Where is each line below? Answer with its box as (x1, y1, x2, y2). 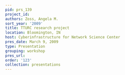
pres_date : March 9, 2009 (5, 39, 58, 44)
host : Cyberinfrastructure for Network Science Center (5, 35, 121, 40)
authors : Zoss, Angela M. (5, 16, 58, 21)
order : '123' (5, 58, 32, 63)
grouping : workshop (5, 48, 45, 53)
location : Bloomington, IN (5, 30, 61, 35)
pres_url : (5, 53, 26, 58)
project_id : (5, 12, 30, 17)
